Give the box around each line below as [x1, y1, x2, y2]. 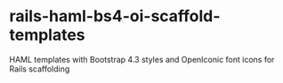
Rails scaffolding [9, 64, 70, 74]
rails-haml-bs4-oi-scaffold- [9, 6, 221, 26]
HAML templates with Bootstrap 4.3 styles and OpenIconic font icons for [9, 54, 275, 64]
